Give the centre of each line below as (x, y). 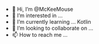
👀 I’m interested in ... (37, 15)
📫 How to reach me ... (40, 35)
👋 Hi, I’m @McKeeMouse (43, 9)
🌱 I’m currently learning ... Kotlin (51, 22)
